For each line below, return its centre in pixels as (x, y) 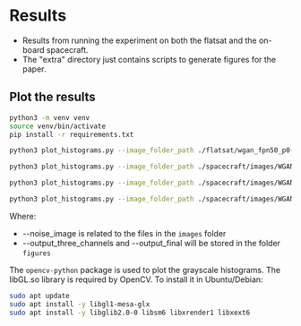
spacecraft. (67, 49)
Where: (23, 216)
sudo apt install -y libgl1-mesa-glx (80, 304)
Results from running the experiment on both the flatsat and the (139, 40)
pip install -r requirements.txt (72, 134)
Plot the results (52, 97)
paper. (34, 69)
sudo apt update (39, 296)
